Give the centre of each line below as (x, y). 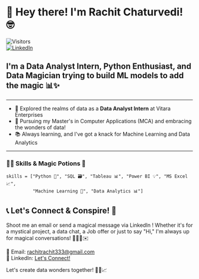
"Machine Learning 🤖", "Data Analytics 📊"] (88, 191)
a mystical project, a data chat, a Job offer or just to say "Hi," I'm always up (98, 231)
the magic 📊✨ (33, 86)
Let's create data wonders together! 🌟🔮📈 (57, 270)
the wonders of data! (40, 127)
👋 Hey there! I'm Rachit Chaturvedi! (95, 12)
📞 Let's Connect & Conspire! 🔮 (61, 211)
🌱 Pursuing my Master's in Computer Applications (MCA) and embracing (103, 121)
